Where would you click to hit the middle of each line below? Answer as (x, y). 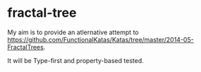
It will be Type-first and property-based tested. (75, 60)
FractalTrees (25, 47)
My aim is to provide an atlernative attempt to (73, 32)
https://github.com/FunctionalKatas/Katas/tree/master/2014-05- (100, 39)
